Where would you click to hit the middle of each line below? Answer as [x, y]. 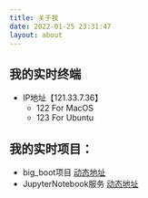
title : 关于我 [34, 18]
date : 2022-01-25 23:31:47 [60, 26]
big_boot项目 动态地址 [64, 172]
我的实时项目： [51, 148]
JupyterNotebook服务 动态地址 [80, 184]
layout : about [36, 35]
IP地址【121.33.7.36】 [63, 98]
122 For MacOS [64, 108]
